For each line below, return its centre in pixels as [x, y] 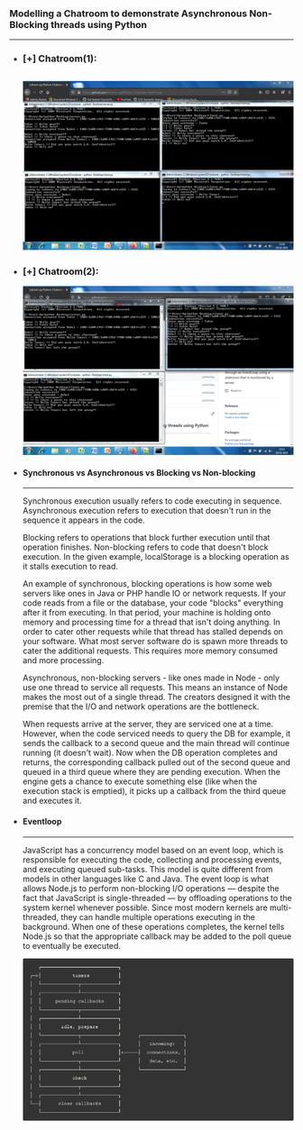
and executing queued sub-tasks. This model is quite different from [147, 869]
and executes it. [52, 801]
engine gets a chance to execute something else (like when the [140, 781]
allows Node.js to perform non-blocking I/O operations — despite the [151, 888]
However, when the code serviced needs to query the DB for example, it [156, 734]
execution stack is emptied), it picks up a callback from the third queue [154, 791]
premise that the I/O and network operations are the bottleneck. [141, 706]
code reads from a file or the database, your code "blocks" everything [153, 603]
